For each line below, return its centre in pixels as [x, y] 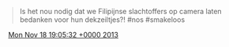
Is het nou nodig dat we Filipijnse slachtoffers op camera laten [121, 11]
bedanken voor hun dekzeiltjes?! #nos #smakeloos [102, 20]
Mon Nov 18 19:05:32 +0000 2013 [63, 35]
